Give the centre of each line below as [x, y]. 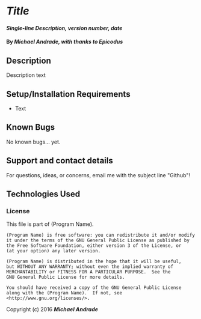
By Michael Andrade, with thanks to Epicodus [65, 42]
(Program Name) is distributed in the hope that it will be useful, [94, 262]
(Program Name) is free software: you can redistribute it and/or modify [101, 235]
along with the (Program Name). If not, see [64, 293]
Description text [26, 75]
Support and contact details [60, 161]
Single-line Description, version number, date [64, 28]
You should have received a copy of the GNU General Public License [94, 288]
